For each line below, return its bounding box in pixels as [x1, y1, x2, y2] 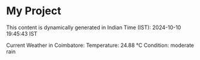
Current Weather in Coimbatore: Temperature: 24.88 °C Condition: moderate [6, 42, 195, 49]
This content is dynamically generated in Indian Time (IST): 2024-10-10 [6, 24, 181, 31]
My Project [6, 4, 61, 18]
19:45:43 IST [6, 30, 38, 37]
